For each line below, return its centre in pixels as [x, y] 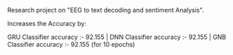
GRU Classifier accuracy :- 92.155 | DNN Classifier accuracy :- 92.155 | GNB [117, 37]
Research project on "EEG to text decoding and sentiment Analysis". [106, 10]
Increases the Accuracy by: [47, 23]
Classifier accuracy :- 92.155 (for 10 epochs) [71, 44]
